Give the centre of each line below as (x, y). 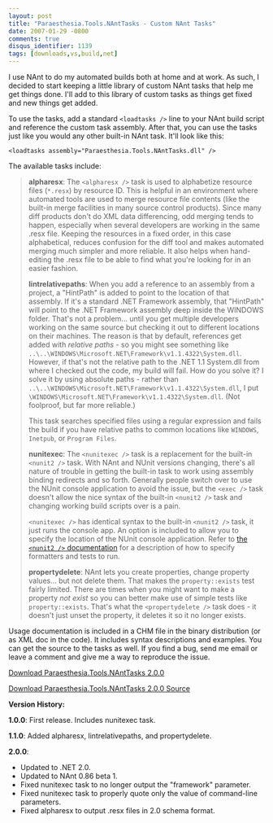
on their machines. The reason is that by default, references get (135, 336)
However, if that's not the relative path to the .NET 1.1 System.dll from (144, 362)
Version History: (37, 704)
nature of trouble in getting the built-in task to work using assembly (141, 471)
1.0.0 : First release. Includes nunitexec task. (82, 720)
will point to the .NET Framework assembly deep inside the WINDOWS (146, 310)
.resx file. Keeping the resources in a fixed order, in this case (130, 234)
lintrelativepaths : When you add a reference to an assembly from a (141, 284)
